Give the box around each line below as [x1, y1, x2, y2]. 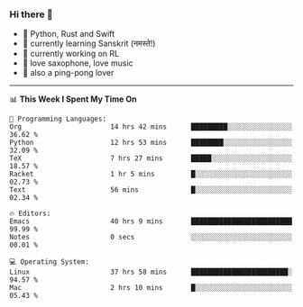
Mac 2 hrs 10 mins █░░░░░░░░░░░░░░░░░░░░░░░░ [9, 284, 293, 293]
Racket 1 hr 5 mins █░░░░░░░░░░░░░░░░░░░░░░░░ [9, 170, 293, 179]
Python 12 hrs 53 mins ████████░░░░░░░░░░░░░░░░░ [9, 139, 293, 148]
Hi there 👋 [9, 8, 54, 21]
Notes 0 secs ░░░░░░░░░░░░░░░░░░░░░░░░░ [9, 233, 293, 242]
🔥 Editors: [9, 209, 51, 219]
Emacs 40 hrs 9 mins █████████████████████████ [9, 217, 293, 226]
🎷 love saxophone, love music [22, 58, 133, 68]
